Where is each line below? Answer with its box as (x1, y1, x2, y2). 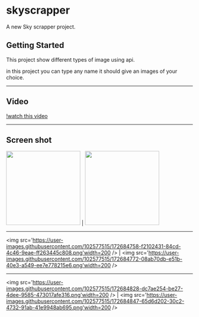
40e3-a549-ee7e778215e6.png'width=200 (6, 262, 111, 269)
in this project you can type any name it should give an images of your (6, 68, 178, 75)
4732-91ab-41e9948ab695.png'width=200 (6, 304, 111, 311)
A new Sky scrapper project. (6, 23, 76, 30)
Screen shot (6, 135, 52, 145)
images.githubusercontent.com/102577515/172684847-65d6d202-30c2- (6, 297, 185, 305)
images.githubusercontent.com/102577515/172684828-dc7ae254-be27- (6, 285, 184, 292)
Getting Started (6, 40, 65, 50)
